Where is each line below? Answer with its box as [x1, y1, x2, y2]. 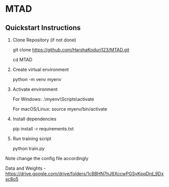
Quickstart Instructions [5, 23, 81, 32]
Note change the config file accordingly [5, 155, 89, 161]
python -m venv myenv [12, 76, 62, 82]
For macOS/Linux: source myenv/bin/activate [12, 106, 108, 112]
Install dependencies [12, 116, 57, 122]
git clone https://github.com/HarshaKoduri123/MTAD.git [12, 47, 130, 52]
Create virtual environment [12, 67, 69, 72]
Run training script [12, 136, 52, 142]
